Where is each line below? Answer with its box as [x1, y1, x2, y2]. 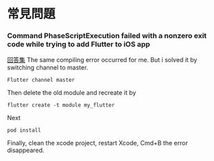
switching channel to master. [7, 63, 88, 72]
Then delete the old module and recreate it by [7, 89, 136, 97]
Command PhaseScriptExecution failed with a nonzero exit [7, 31, 207, 41]
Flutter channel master [7, 76, 75, 84]
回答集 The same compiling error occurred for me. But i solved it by [7, 56, 198, 64]
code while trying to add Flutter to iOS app [7, 40, 151, 49]
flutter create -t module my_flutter [7, 102, 115, 109]
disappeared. [7, 146, 45, 154]
